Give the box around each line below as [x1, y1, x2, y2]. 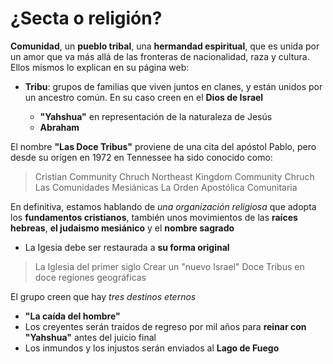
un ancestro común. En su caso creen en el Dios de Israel [24, 91, 264, 103]
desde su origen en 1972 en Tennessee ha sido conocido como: [10, 151, 273, 163]
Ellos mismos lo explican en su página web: [10, 61, 190, 73]
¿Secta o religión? [10, 7, 163, 30]
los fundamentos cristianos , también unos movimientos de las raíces [10, 211, 298, 223]
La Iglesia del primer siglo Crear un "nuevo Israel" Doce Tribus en [34, 260, 305, 272]
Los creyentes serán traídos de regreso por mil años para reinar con [24, 320, 307, 332]
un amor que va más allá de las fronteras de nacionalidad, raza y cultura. [10, 50, 310, 62]
